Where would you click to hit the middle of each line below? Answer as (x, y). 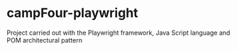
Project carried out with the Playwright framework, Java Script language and (118, 33)
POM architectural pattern (45, 40)
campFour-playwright (73, 13)
